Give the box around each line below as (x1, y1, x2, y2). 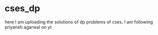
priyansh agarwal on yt (4, 24, 52, 30)
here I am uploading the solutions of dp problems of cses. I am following (4, 19, 153, 25)
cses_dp (4, 3, 40, 14)
